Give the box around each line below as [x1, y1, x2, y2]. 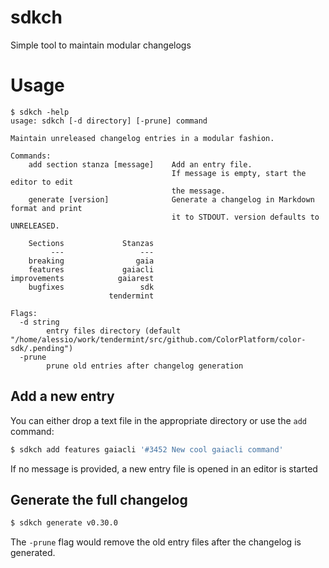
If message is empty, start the [171, 168, 307, 178]
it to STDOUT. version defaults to [171, 212, 320, 222]
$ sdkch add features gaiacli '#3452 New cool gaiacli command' [10, 444, 284, 455]
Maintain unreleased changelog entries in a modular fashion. [10, 133, 275, 143]
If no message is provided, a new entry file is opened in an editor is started [10, 462, 318, 475]
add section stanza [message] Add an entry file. [28, 159, 253, 170]
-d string [19, 317, 60, 327]
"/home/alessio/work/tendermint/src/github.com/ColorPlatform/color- [10, 334, 307, 345]
